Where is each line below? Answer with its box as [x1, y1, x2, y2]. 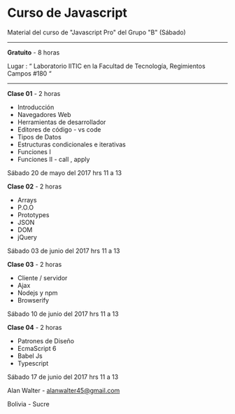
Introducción [17, 103, 55, 111]
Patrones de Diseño [17, 336, 75, 345]
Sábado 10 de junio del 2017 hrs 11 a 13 [7, 310, 119, 318]
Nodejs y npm [17, 289, 58, 297]
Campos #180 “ [7, 69, 52, 78]
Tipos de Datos [17, 132, 62, 141]
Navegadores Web [17, 110, 71, 118]
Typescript [17, 359, 49, 367]
